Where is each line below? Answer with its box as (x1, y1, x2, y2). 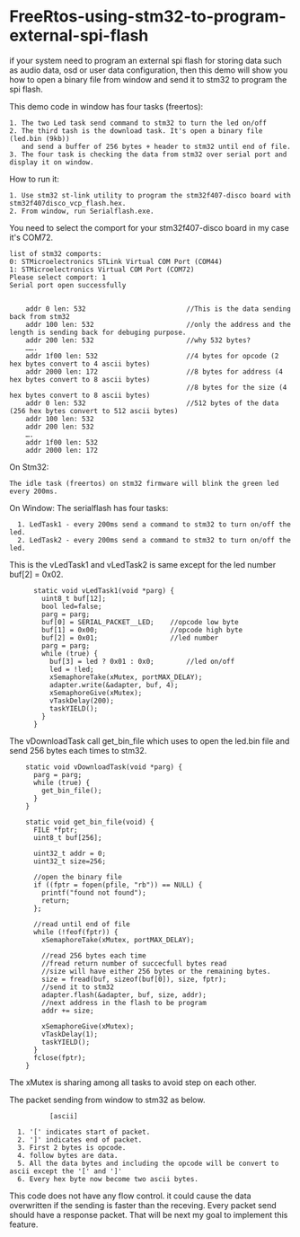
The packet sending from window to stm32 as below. (9, 1094, 206, 1105)
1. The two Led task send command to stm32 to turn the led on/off (9, 119, 268, 128)
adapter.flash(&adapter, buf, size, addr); (41, 990, 207, 999)
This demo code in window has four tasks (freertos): (9, 101, 204, 111)
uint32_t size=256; (32, 856, 106, 866)
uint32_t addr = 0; (32, 849, 106, 858)
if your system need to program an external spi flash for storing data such (9, 55, 282, 66)
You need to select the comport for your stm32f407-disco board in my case (9, 222, 289, 233)
